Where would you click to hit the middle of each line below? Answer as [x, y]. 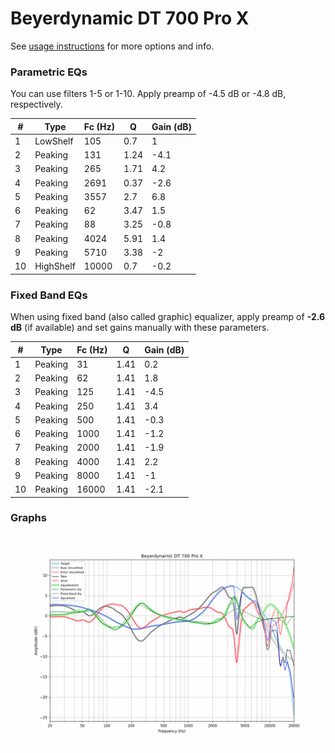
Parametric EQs [49, 72]
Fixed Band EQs [49, 295]
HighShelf [55, 266]
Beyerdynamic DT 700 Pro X [130, 18]
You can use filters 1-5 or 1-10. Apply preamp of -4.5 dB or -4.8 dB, [148, 94]
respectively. [36, 104]
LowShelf [54, 141]
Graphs [28, 518]
